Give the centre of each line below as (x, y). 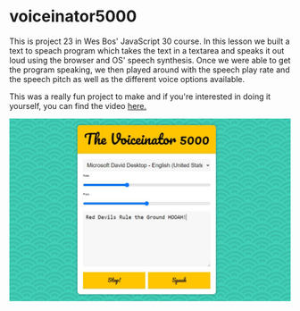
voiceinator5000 (73, 17)
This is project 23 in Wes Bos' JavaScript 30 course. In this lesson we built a (150, 41)
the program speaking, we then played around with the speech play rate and (150, 70)
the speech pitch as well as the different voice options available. (127, 79)
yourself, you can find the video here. (78, 105)
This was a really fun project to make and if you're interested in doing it (140, 97)
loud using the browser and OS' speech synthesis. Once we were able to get (150, 60)
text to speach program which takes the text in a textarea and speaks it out (147, 50)
